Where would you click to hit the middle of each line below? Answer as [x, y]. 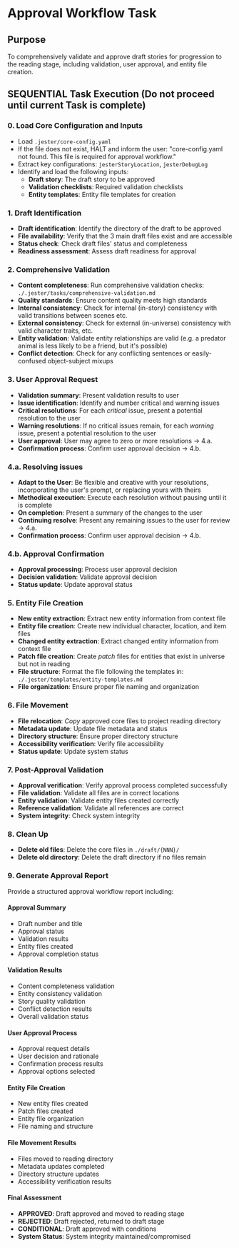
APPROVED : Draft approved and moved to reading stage [101, 1213]
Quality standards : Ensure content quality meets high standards [112, 301]
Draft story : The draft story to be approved [92, 179]
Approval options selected [56, 1072]
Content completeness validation [66, 986]
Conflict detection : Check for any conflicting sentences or [104, 353]
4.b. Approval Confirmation [56, 553]
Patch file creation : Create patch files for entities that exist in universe [121, 656]
